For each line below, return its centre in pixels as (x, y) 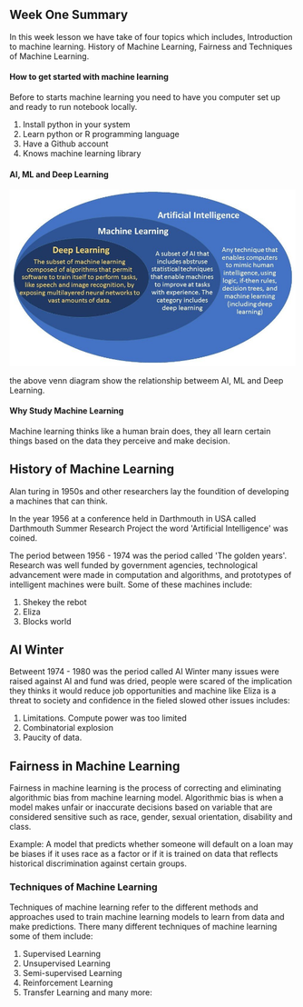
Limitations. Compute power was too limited (105, 718)
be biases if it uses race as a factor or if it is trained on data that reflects (144, 854)
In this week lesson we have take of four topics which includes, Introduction (151, 36)
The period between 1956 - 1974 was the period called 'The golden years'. (148, 555)
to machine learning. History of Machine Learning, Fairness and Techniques (151, 46)
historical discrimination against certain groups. (98, 863)
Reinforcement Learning (68, 982)
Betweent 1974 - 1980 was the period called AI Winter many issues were (144, 672)
